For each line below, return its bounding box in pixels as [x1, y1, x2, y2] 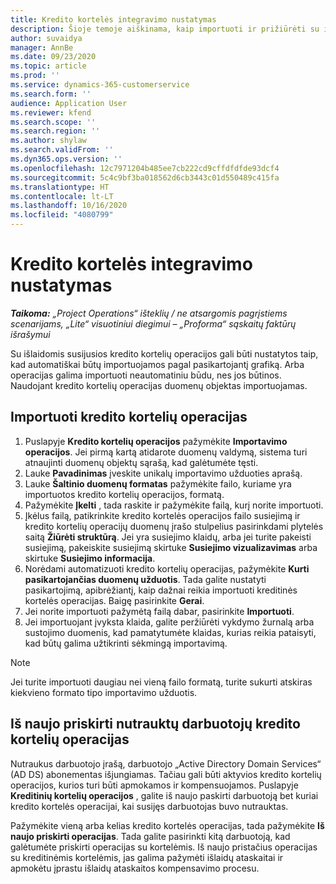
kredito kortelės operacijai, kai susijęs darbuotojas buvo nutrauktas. [10, 800, 289, 812]
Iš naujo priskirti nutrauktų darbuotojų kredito [10, 716, 301, 733]
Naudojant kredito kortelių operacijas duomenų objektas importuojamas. [10, 379, 308, 391]
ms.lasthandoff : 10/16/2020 [10, 201, 128, 211]
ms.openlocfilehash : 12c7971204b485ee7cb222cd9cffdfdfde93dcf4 [10, 163, 280, 173]
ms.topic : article [10, 61, 87, 71]
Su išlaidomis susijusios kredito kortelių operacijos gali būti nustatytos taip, [10, 347, 319, 360]
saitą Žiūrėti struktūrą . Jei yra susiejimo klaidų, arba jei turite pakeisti [24, 531, 312, 543]
